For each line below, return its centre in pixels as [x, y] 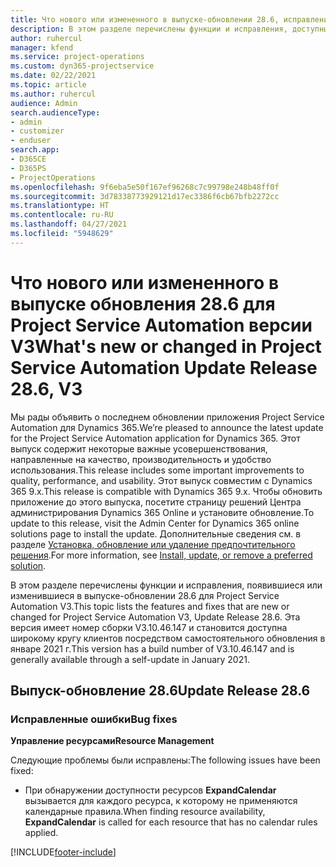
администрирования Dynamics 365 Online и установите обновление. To [162, 512]
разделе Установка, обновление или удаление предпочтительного [153, 544]
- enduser [31, 141]
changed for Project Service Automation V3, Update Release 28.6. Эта [155, 617]
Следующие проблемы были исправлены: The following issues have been [165, 760]
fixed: [22, 771]
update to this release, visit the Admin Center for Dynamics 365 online [155, 523]
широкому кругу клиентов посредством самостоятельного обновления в [168, 638]
